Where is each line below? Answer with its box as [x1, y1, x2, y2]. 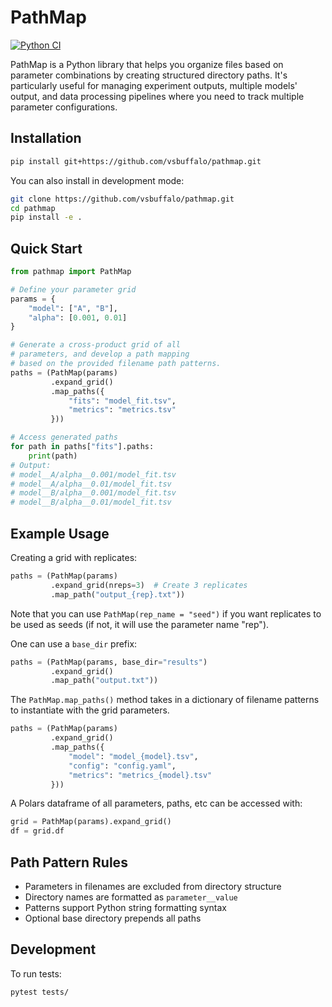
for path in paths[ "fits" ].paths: [10, 442, 155, 452]
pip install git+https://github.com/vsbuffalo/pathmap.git [10, 156, 262, 166]
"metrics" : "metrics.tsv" [68, 405, 177, 415]
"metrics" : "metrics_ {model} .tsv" [68, 770, 213, 780]
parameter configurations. [10, 101, 118, 113]
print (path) [28, 451, 78, 461]
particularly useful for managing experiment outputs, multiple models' [10, 79, 298, 91]
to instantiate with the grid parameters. [10, 704, 170, 716]
